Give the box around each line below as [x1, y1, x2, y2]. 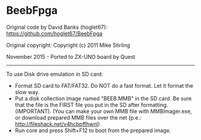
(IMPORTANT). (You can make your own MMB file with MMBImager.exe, [14, 108, 193, 115]
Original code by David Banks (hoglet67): [6, 23, 108, 31]
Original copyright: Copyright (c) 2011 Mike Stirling [6, 41, 130, 49]
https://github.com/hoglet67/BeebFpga [6, 29, 103, 37]
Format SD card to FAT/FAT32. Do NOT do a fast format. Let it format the [14, 82, 193, 89]
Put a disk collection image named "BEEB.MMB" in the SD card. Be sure [14, 94, 192, 102]
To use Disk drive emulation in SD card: [6, 70, 103, 78]
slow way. [14, 88, 40, 96]
